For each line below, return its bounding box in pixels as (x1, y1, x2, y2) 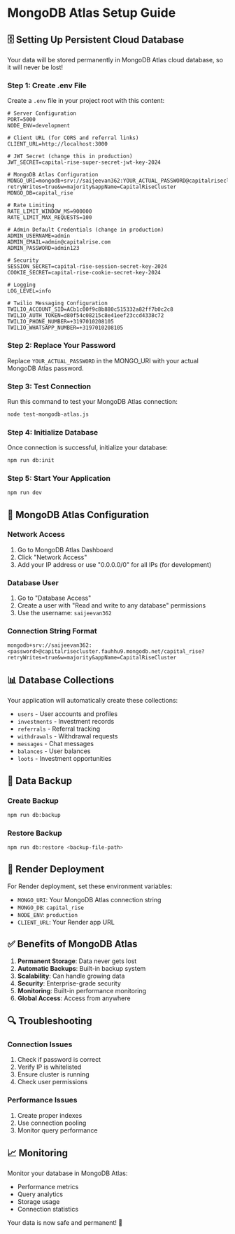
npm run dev (7, 489, 42, 496)
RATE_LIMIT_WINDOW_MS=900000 (7, 208, 92, 215)
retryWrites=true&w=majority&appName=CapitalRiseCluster (7, 654, 177, 661)
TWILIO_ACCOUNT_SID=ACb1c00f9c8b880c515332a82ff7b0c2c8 (7, 306, 173, 313)
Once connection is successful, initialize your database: (7, 443, 168, 452)
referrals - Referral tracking (17, 724, 101, 733)
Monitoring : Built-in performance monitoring (17, 986, 147, 995)
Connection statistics (17, 1205, 79, 1214)
